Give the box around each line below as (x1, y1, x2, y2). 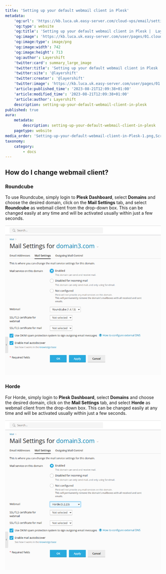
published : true (5, 107, 39, 113)
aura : (5, 113, 16, 117)
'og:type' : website (14, 24, 54, 29)
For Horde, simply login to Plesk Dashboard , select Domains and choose (5, 394, 154, 400)
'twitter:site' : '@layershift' (14, 71, 79, 76)
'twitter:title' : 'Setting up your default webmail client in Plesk (14, 65, 158, 70)
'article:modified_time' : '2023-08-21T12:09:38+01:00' (14, 92, 129, 97)
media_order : (5, 133, 32, 138)
